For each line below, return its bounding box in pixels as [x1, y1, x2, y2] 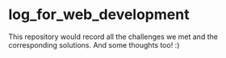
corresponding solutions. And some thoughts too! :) [8, 40, 180, 49]
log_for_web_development [8, 6, 190, 24]
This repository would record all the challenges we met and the [8, 32, 218, 41]
